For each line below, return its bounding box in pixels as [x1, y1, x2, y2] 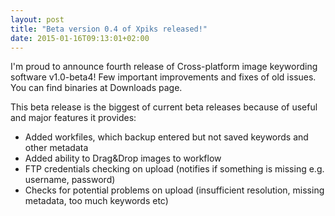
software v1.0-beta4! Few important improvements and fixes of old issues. [10, 71, 317, 83]
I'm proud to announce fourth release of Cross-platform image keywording [10, 61, 318, 73]
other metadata [24, 142, 89, 154]
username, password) [24, 174, 116, 186]
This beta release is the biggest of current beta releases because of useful [10, 101, 318, 113]
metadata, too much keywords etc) [24, 195, 169, 207]
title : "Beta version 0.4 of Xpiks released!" [10, 24, 208, 34]
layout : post [10, 14, 65, 25]
